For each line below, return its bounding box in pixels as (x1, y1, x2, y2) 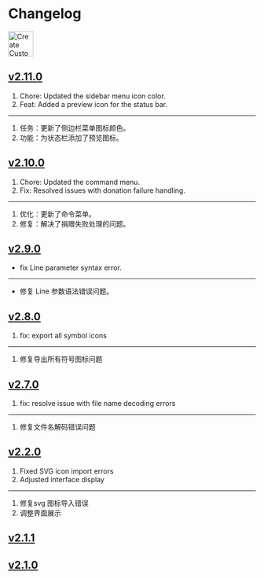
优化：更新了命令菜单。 (19, 209, 96, 219)
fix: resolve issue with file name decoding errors (19, 399, 176, 408)
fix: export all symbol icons (19, 331, 108, 341)
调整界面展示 (19, 508, 61, 518)
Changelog (8, 5, 82, 23)
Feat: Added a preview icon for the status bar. (19, 99, 167, 109)
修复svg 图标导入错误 (19, 498, 89, 507)
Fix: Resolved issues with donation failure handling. (19, 186, 186, 195)
